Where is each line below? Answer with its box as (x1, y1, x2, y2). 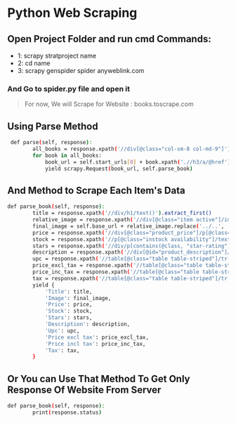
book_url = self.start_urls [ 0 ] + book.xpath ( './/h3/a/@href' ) (44, 158, 231, 166)
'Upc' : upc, (44, 327, 80, 334)
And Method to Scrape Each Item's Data (7, 184, 185, 196)
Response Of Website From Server (7, 384, 162, 396)
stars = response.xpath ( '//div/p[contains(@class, (32, 242, 184, 249)
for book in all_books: (32, 152, 102, 159)
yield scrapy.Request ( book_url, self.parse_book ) (44, 165, 193, 172)
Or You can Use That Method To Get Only (7, 372, 190, 384)
